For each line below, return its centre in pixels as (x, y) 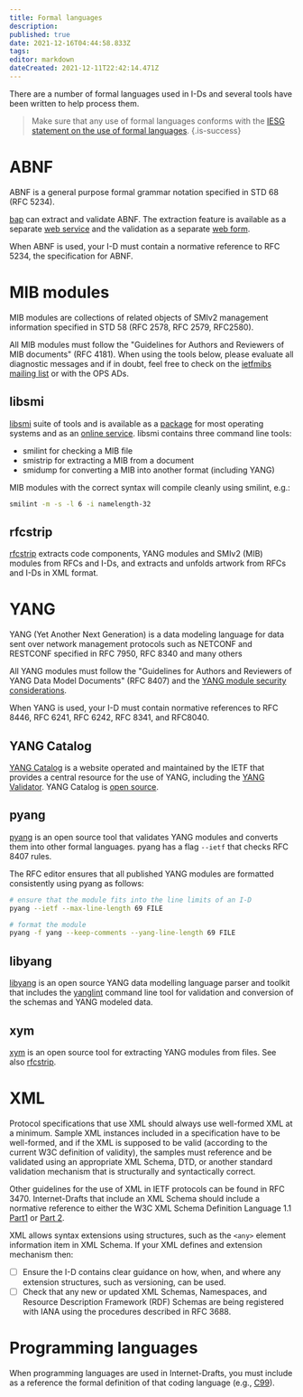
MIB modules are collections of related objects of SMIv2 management (139, 317)
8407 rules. (31, 856)
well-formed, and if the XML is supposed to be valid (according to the (138, 1142)
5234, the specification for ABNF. (71, 256)
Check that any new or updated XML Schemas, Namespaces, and (145, 1291)
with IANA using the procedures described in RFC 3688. (127, 1312)
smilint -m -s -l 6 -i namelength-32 (80, 504)
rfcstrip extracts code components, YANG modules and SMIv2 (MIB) (136, 554)
